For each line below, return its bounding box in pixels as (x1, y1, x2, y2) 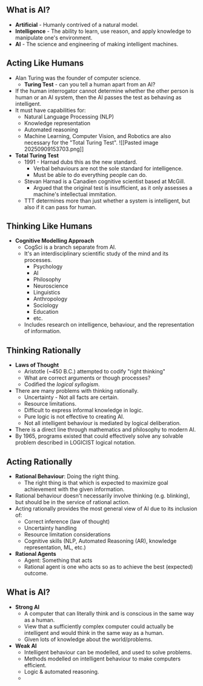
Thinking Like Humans (6, 221, 93, 232)
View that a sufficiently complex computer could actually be (24, 623, 174, 630)
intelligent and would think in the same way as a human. (24, 629, 164, 636)
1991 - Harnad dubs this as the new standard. (24, 158, 138, 165)
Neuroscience (33, 282, 68, 289)
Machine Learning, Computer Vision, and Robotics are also (24, 132, 171, 139)
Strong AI (15, 603, 40, 611)
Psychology (33, 263, 63, 270)
